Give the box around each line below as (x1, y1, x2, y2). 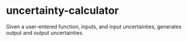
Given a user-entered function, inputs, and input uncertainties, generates (6, 23, 182, 30)
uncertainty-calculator (6, 4, 119, 17)
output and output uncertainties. (6, 29, 84, 36)
